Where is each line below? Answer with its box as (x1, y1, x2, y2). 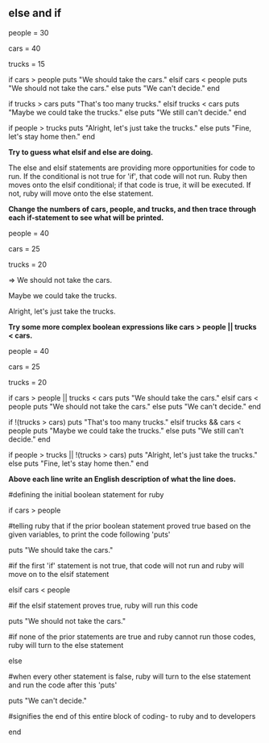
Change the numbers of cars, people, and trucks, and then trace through (8, 204, 256, 214)
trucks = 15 (8, 59, 46, 68)
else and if (8, 6, 62, 20)
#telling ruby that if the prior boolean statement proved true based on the (8, 521, 251, 530)
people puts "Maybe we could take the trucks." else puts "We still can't (8, 425, 244, 435)
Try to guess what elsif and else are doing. (8, 147, 154, 156)
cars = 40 (8, 44, 41, 53)
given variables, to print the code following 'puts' (8, 529, 171, 539)
